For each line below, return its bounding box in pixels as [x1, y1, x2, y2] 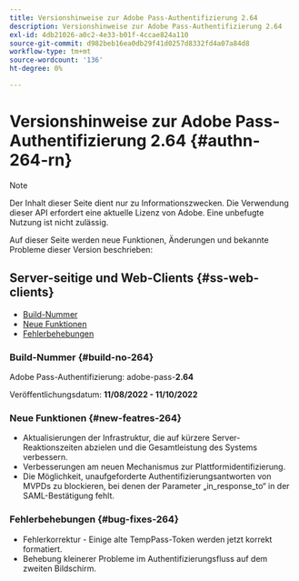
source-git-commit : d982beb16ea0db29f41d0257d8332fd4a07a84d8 [9, 38, 250, 48]
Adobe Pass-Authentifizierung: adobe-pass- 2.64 [9, 371, 194, 382]
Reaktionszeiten [22, 442, 84, 453]
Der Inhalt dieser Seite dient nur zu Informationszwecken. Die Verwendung [9, 197, 289, 208]
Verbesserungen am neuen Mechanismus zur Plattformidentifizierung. [22, 461, 286, 473]
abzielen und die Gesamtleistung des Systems [85, 442, 258, 453]
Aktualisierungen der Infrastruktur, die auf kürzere [22, 433, 211, 444]
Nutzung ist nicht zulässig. [9, 216, 109, 227]
